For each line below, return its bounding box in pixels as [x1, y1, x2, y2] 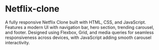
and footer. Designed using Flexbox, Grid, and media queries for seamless [5, 29, 154, 35]
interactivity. [5, 39, 30, 45]
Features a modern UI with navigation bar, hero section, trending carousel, [5, 24, 155, 30]
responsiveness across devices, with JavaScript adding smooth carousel [5, 35, 152, 40]
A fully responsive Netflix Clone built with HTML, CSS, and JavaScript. [5, 19, 146, 25]
